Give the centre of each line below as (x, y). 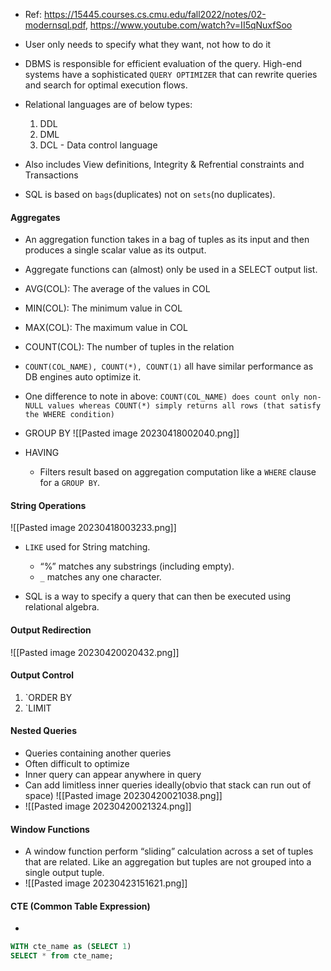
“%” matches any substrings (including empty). (137, 566)
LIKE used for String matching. (87, 547)
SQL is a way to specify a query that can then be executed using (158, 596)
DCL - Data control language (98, 145)
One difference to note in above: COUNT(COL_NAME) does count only (162, 396)
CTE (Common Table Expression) (80, 906)
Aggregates (35, 217)
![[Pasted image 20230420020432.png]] (95, 652)
